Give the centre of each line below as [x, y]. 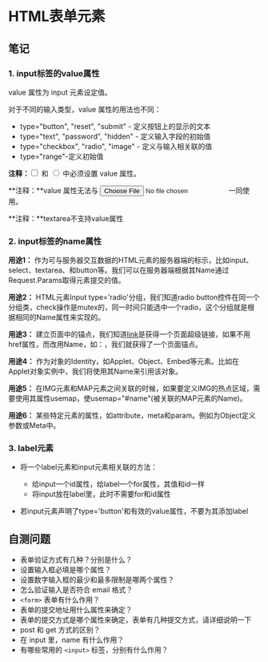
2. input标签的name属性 [55, 241]
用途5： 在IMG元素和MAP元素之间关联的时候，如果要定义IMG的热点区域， [131, 389]
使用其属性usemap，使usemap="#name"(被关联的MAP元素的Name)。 [131, 398]
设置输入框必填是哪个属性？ [66, 570]
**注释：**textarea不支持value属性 [66, 218]
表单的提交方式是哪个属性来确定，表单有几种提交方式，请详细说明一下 [136, 620]
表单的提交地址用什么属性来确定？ [76, 610]
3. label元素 [31, 448]
